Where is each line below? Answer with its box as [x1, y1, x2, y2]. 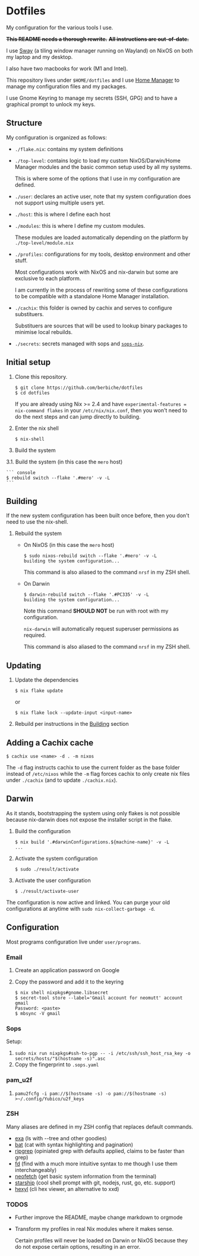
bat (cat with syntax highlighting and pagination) [14, 1141, 134, 1148]
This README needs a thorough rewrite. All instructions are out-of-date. [6, 35, 189, 42]
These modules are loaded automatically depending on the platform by [14, 234, 189, 241]
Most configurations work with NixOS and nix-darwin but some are [14, 268, 179, 276]
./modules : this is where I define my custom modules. [14, 222, 146, 229]
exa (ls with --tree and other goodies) [14, 1134, 107, 1141]
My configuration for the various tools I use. [6, 24, 113, 31]
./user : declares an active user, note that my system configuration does [14, 193, 191, 200]
